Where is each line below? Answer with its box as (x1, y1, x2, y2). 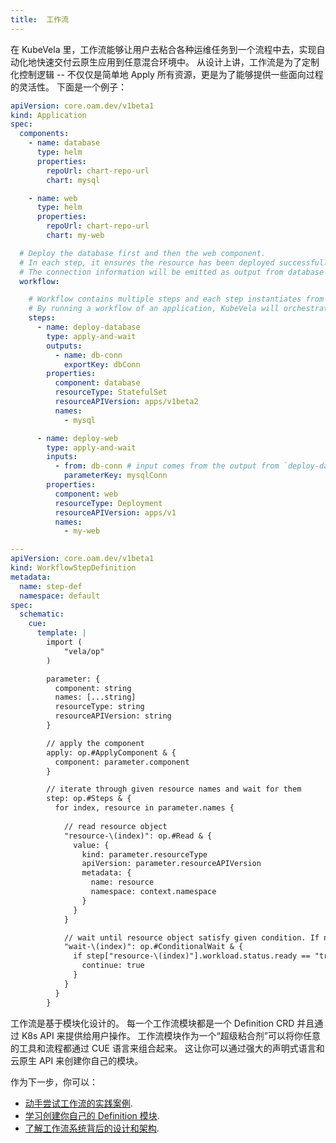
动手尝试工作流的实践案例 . (24, 1097, 133, 1109)
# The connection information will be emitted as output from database (19, 267, 325, 277)
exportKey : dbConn (63, 359, 141, 370)
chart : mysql (46, 175, 101, 185)
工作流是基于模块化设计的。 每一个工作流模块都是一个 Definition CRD (10, 1017, 295, 1029)
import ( (46, 637, 83, 647)
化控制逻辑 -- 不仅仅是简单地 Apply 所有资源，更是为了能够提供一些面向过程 (10, 68, 324, 80)
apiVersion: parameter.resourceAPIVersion (81, 859, 262, 869)
